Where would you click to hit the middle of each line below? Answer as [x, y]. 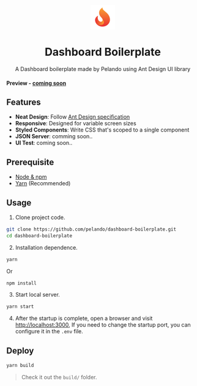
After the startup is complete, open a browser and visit [84, 318]
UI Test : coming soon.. [44, 143]
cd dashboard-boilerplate [39, 236]
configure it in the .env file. [49, 332]
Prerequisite [30, 162]
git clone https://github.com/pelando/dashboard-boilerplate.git [91, 229]
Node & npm [31, 177]
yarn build [20, 366]
